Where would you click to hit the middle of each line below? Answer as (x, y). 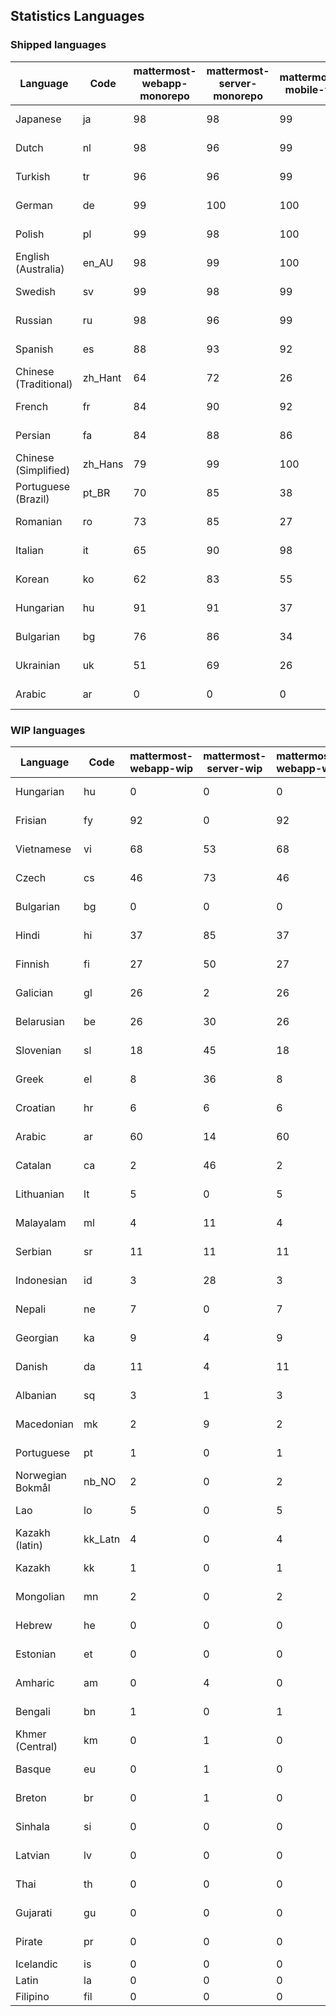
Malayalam (41, 1222)
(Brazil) (32, 499)
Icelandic (36, 1964)
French (32, 406)
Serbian (33, 1251)
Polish (30, 234)
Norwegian (41, 1475)
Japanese (38, 119)
